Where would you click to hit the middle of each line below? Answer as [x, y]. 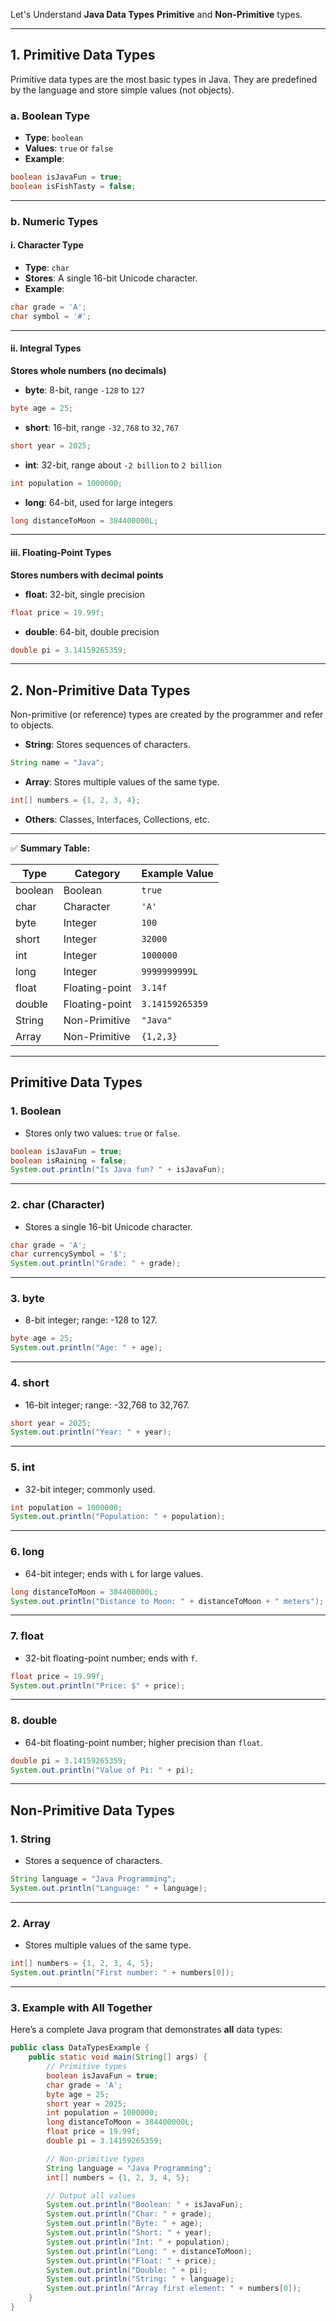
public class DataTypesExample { [80, 2048]
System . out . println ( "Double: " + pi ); [127, 2270]
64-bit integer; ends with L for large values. [114, 1573]
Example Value [177, 873]
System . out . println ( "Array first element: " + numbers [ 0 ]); [174, 2289]
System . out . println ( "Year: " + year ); [91, 1432]
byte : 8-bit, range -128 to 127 [84, 390]
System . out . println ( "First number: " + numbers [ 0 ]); [122, 1973]
